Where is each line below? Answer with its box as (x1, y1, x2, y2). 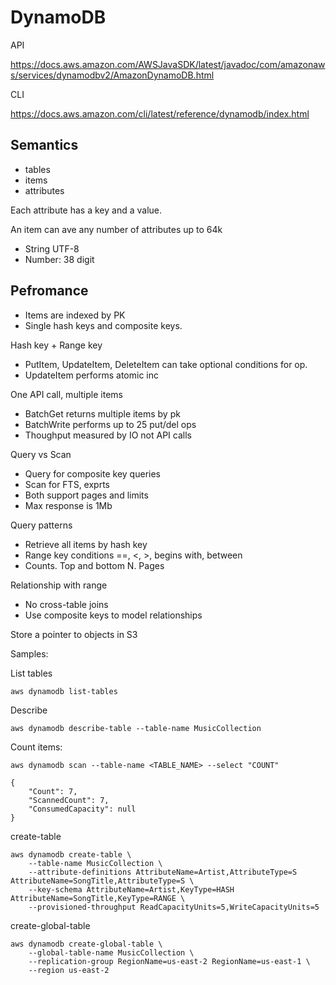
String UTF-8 (24, 242, 80, 255)
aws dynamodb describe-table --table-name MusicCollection (10, 723, 262, 733)
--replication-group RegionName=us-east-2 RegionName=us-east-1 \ (28, 956, 311, 966)
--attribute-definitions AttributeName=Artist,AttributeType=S (28, 867, 298, 877)
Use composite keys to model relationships (24, 609, 203, 621)
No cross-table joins (24, 598, 109, 610)
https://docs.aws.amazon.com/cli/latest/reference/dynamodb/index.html (10, 107, 310, 120)
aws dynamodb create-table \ (10, 849, 132, 860)
